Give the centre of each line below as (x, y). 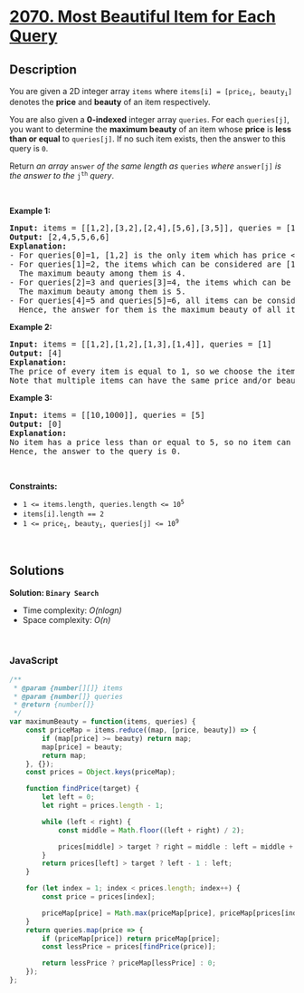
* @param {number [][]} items (68, 688)
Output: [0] (36, 424)
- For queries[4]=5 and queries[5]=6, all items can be (136, 301)
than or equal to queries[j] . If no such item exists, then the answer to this (148, 139)
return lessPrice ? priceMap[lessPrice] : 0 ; (129, 963)
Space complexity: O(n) (66, 619)
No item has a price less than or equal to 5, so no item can (150, 443)
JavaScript (34, 661)
